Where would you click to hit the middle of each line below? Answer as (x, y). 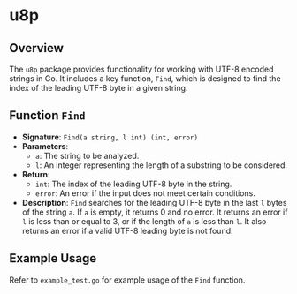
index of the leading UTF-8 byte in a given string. (99, 88)
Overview (37, 48)
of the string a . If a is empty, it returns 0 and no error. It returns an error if (155, 212)
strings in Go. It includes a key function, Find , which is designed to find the (145, 79)
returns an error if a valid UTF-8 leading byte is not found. (127, 230)
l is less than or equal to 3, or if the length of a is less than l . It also (144, 221)
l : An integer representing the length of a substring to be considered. (161, 165)
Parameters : (45, 146)
